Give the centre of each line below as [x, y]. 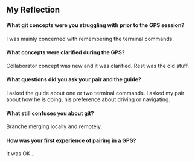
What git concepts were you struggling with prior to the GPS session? [95, 25]
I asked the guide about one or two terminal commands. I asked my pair [95, 93]
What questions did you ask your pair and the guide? [74, 79]
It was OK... [21, 154]
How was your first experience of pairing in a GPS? [71, 140]
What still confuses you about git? [50, 113]
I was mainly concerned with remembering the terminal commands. [90, 39]
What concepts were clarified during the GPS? [66, 52]
